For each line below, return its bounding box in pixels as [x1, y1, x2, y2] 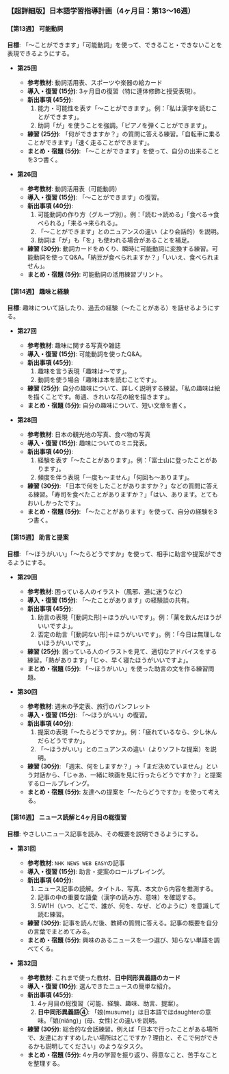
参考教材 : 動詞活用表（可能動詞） [27, 185, 121, 193]
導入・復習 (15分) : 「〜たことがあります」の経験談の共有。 [27, 596, 193, 604]
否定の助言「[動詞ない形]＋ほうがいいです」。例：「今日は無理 [37, 630, 210, 638]
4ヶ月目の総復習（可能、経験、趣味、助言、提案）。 [37, 999, 183, 1008]
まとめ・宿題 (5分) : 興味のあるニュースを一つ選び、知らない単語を [27, 936, 214, 944]
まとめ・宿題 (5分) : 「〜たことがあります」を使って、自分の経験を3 [27, 508, 217, 516]
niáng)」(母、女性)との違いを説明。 [60, 1016, 161, 1025]
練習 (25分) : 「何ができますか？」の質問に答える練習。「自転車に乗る [27, 130, 221, 138]
